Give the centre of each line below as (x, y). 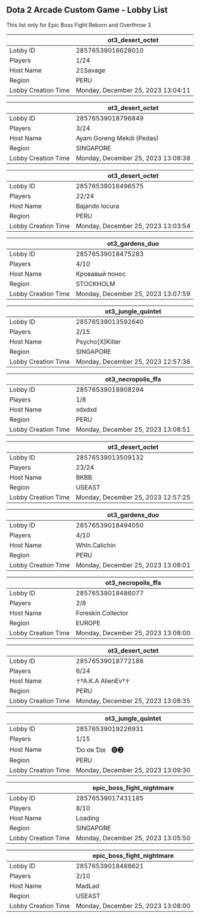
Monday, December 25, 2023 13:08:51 (133, 429)
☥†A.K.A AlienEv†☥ (103, 681)
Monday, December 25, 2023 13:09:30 (133, 770)
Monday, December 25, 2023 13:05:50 (133, 838)
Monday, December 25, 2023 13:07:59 (133, 294)
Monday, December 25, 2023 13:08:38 (133, 158)
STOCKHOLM (95, 283)
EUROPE (88, 623)
